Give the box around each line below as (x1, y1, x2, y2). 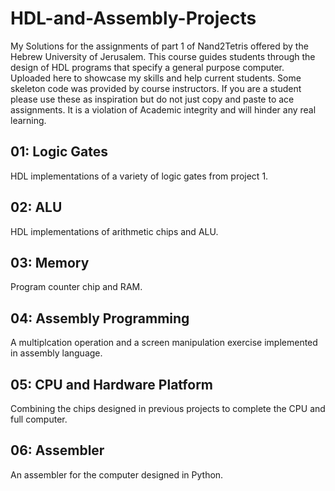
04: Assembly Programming (10, 310, 190, 327)
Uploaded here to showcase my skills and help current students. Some (10, 72, 302, 84)
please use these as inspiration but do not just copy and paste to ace (10, 93, 295, 105)
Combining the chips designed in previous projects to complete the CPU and (10, 403, 326, 414)
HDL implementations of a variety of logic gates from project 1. (10, 170, 269, 182)
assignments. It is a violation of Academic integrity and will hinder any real (10, 103, 317, 116)
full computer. (10, 413, 68, 425)
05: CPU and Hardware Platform (10, 376, 214, 393)
